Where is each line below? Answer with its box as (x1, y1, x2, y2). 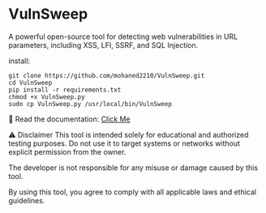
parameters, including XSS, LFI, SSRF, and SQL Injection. (8, 40, 199, 49)
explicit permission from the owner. (8, 147, 127, 156)
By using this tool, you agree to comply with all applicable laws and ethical (8, 187, 257, 197)
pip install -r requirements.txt (8, 86, 122, 94)
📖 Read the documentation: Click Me (8, 114, 131, 124)
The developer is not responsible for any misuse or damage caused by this (8, 163, 258, 173)
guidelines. (8, 195, 45, 205)
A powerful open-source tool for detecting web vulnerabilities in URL (8, 32, 238, 41)
